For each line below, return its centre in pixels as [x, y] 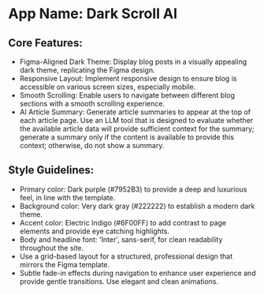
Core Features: [45, 43]
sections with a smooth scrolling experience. [92, 104]
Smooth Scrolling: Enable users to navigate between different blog [127, 95]
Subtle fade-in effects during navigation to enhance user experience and [138, 273]
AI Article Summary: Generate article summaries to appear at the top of [135, 112]
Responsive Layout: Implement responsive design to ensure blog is [128, 78]
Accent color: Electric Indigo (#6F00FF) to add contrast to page [123, 222]
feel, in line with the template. [67, 197]
